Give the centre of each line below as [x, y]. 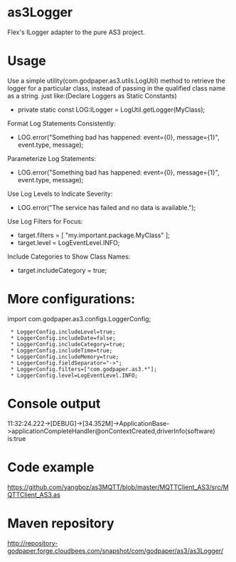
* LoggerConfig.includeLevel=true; [63, 332]
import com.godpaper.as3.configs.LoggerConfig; [79, 318]
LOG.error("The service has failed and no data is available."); [107, 207]
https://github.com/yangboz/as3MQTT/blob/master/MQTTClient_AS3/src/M [118, 487]
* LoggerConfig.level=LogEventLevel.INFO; [74, 375]
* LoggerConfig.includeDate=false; [63, 338]
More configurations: [71, 299]
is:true [17, 438]
